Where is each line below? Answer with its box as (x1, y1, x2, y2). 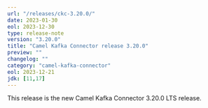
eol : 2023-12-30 (7, 23, 55, 30)
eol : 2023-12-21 (7, 68, 55, 75)
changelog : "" (7, 56, 49, 63)
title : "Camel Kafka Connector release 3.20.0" (7, 43, 149, 49)
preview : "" (7, 49, 42, 56)
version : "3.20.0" (7, 36, 61, 43)
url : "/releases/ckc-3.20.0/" (7, 10, 96, 17)
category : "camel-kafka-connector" (7, 62, 111, 69)
